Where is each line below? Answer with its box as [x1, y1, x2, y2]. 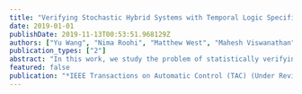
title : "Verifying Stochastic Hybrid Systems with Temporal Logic [9, 13, 263, 22]
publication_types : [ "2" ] [9, 47, 106, 56]
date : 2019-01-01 [9, 21, 75, 30]
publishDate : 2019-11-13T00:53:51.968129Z [9, 30, 171, 38]
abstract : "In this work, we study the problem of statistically [9, 55, 259, 64]
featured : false [9, 64, 70, 73]
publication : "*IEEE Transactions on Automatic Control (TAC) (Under [9, 72, 276, 81]
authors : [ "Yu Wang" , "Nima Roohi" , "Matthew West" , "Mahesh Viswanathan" [9, 38, 296, 47]
